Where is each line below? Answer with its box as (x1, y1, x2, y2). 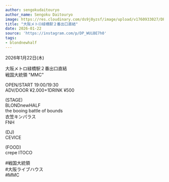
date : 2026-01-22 (5, 26, 42, 31)
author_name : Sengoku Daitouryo (5, 12, 73, 17)
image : (5, 17, 19, 22)
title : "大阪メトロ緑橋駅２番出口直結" (5, 21, 78, 27)
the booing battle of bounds (5, 107, 63, 113)
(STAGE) (5, 97, 23, 103)
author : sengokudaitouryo (5, 7, 59, 13)
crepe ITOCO (5, 149, 33, 155)
